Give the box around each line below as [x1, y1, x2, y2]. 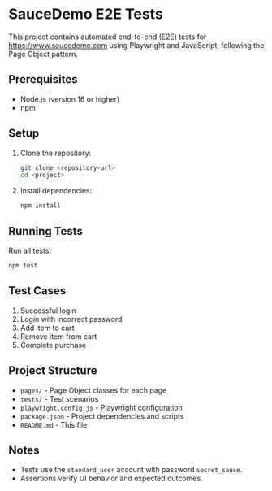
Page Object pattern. [8, 49, 79, 59]
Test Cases [8, 284, 67, 298]
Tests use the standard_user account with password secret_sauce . [19, 465, 243, 475]
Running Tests [8, 224, 83, 238]
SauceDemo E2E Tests [8, 5, 164, 24]
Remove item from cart [19, 331, 97, 341]
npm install [19, 202, 61, 210]
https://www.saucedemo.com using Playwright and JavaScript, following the [8, 40, 265, 50]
